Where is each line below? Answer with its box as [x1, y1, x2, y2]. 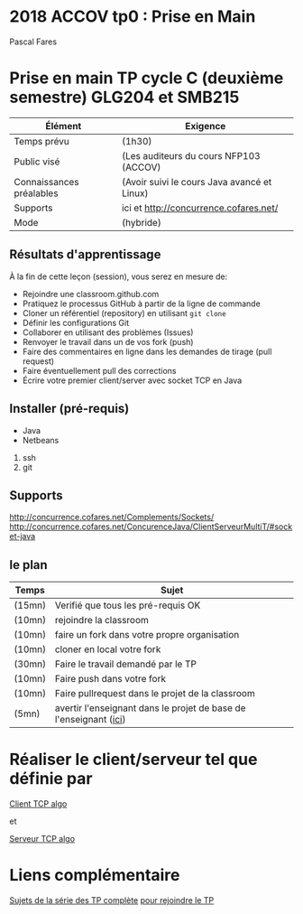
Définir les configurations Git [22, 317, 129, 328]
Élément [44, 119, 82, 132]
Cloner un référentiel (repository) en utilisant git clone [22, 307, 227, 318]
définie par [9, 769, 93, 789]
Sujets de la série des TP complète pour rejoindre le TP [9, 895, 215, 905]
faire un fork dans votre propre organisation [54, 629, 240, 641]
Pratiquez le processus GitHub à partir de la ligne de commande [22, 298, 262, 309]
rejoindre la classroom [54, 614, 149, 627]
